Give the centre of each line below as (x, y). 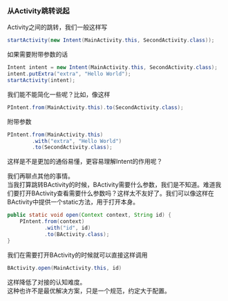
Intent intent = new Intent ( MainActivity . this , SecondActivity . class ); (112, 68)
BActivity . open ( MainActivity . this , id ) (65, 268)
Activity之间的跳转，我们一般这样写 (57, 27)
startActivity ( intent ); (41, 80)
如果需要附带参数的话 (37, 55)
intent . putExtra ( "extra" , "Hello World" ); (69, 74)
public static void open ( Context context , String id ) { (89, 215)
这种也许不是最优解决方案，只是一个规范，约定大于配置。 (89, 291)
